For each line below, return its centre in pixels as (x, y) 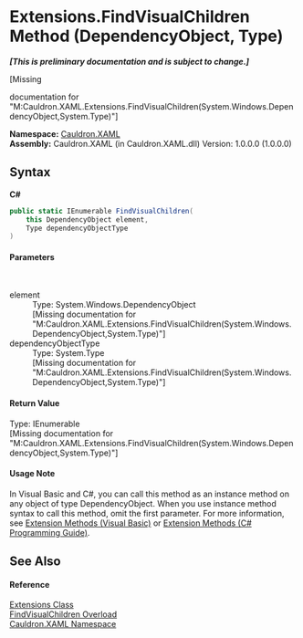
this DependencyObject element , (87, 220)
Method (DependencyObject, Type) (146, 36)
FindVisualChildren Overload (63, 614)
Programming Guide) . (50, 532)
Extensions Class (42, 605)
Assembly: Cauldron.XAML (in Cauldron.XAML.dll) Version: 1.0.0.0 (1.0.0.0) (151, 143)
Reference (30, 584)
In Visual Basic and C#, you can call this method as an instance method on (150, 494)
